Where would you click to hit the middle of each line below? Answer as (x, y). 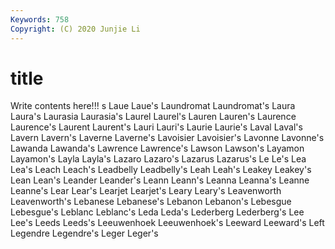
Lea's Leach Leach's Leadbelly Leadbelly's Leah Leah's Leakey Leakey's (161, 170)
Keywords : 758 (40, 19)
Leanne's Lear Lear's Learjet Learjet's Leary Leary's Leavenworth (146, 191)
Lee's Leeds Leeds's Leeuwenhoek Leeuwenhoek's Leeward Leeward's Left (167, 223)
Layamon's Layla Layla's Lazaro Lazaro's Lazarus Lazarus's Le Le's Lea (158, 159)
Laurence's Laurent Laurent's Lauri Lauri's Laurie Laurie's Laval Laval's (156, 127)
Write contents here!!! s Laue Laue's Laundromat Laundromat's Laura (153, 106)
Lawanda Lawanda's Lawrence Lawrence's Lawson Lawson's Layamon (157, 148)
